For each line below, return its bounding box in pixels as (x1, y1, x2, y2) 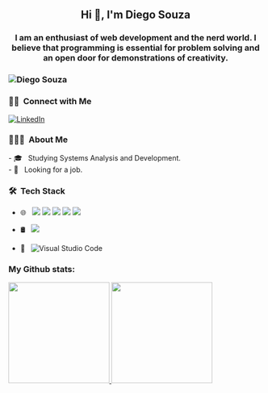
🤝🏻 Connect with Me (8, 96, 92, 107)
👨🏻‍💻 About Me (8, 134, 69, 145)
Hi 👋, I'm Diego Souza (80, 8, 191, 22)
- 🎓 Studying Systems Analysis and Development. (8, 153, 182, 162)
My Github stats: (8, 264, 75, 275)
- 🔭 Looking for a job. (8, 165, 83, 174)
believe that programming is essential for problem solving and (11, 42, 260, 53)
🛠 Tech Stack (8, 185, 66, 196)
